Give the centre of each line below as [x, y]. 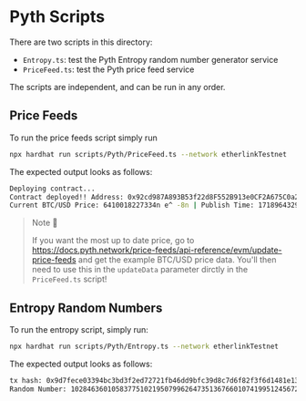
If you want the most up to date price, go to [113, 241]
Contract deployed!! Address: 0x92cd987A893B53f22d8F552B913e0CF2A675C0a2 [154, 197]
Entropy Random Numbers [86, 308]
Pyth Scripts [57, 17]
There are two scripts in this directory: [81, 42]
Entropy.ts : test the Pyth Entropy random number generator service [150, 59]
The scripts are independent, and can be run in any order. [117, 87]
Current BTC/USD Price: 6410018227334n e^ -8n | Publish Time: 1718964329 [154, 206]
